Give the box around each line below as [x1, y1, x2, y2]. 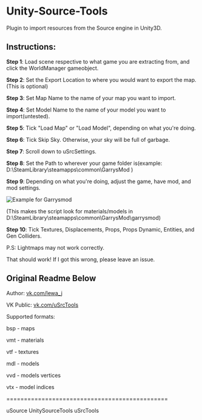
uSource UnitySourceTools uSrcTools [6, 407, 99, 414]
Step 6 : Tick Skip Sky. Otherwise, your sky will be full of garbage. [6, 136, 170, 143]
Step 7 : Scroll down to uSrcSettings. [6, 147, 97, 155]
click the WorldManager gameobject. [6, 64, 99, 72]
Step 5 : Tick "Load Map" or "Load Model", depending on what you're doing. [6, 124, 196, 132]
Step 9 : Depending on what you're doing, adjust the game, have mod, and [6, 178, 191, 185]
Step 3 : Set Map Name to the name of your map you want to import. [6, 94, 176, 101]
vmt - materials [6, 336, 44, 344]
